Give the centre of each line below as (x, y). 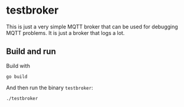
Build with (18, 66)
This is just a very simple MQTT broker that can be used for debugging (92, 27)
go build (17, 77)
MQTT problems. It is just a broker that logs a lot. (65, 33)
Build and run (31, 52)
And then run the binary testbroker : (50, 87)
